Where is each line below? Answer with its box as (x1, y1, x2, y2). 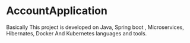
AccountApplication (6, 4, 108, 18)
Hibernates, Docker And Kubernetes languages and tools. (6, 29, 147, 37)
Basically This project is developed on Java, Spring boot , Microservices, (6, 24, 184, 31)
